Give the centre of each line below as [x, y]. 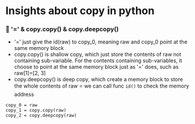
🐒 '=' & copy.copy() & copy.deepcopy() [62, 29]
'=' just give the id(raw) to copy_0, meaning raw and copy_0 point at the [101, 42]
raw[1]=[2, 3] [30, 73]
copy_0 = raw [22, 105]
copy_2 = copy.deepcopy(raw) [41, 116]
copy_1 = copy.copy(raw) [36, 110]
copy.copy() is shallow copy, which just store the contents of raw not [97, 55]
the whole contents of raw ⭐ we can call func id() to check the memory [102, 86]
